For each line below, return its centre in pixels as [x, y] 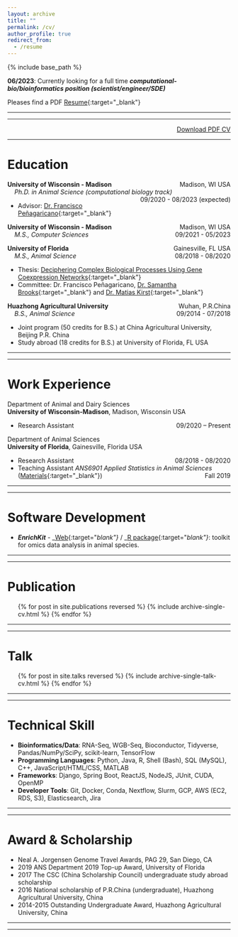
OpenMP [30, 783]
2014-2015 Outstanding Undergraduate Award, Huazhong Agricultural [119, 905]
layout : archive [31, 14]
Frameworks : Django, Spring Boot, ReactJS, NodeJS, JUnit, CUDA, [116, 775]
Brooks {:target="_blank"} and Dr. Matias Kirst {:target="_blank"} [110, 292]
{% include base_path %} [45, 67]
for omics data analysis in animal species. [78, 545]
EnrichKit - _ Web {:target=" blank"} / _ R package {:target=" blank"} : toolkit [124, 537]
